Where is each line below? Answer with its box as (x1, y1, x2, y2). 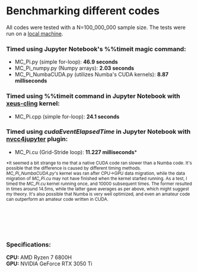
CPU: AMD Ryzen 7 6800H (6, 254, 72, 261)
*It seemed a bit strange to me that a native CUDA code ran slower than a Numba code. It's (6, 160, 193, 166)
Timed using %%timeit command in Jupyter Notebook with (6, 92, 181, 100)
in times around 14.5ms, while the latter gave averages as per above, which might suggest (6, 185, 190, 192)
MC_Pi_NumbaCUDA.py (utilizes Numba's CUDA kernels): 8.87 (14, 71, 169, 78)
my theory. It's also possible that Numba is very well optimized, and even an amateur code (6, 191, 190, 197)
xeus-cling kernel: (6, 100, 60, 108)
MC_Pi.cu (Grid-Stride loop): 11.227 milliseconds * (14, 148, 138, 155)
